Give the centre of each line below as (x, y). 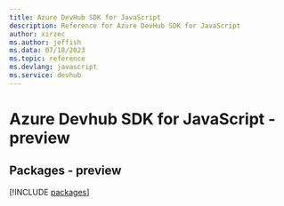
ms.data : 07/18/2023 (48, 51)
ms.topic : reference (48, 59)
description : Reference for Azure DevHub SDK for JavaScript (125, 26)
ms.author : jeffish (45, 42)
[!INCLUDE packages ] (49, 192)
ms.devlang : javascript (53, 67)
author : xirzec (37, 34)
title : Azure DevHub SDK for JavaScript (85, 17)
